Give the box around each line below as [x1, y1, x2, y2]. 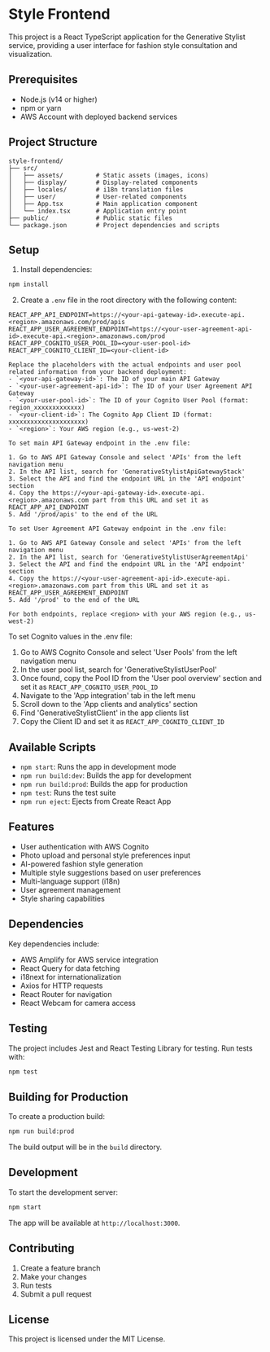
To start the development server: [8, 1187, 119, 1197]
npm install [8, 280, 49, 289]
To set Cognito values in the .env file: [8, 632, 133, 642]
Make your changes [20, 1271, 87, 1281]
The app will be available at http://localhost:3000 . [8, 1218, 181, 1227]
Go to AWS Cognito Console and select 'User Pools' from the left [20, 647, 237, 657]
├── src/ [8, 164, 38, 172]
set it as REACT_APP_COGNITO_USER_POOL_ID [20, 682, 159, 692]
